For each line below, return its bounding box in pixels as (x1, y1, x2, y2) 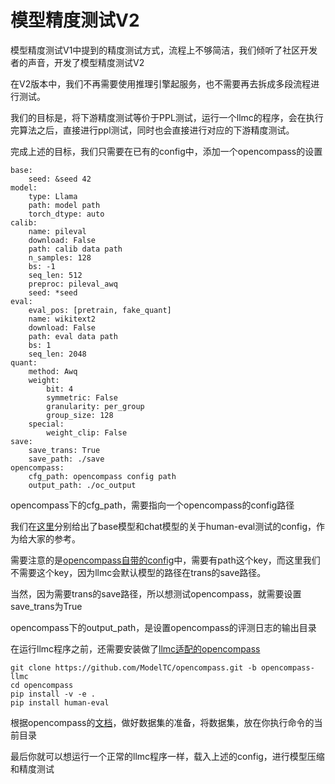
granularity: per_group (46, 401, 145, 411)
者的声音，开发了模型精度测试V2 (10, 56, 145, 68)
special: (28, 419, 65, 429)
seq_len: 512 (28, 270, 83, 280)
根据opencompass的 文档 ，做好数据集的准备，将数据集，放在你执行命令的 (10, 716, 315, 728)
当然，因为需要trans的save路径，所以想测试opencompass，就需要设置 (10, 587, 302, 600)
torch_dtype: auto (28, 209, 105, 219)
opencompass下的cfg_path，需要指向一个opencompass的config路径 (10, 499, 295, 511)
